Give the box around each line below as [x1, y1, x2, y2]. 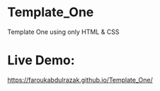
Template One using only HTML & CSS [7, 28, 120, 36]
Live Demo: [7, 52, 75, 68]
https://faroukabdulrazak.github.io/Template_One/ [7, 75, 154, 84]
